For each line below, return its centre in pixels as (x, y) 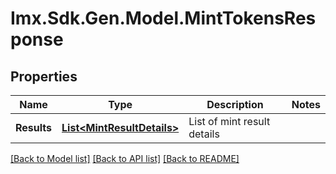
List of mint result (229, 121)
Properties (44, 76)
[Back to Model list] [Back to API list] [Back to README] (125, 158)
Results (34, 127)
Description (235, 104)
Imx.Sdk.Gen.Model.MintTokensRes (163, 18)
